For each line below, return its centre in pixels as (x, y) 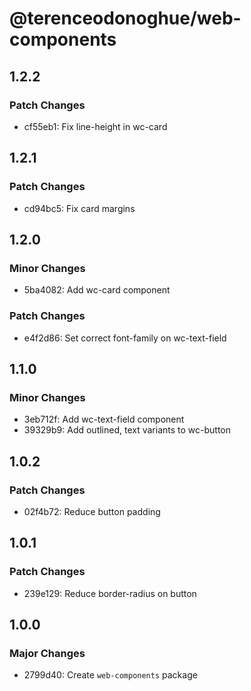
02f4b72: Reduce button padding (92, 511)
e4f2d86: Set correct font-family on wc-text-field (125, 338)
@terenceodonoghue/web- (125, 18)
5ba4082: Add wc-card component (97, 290)
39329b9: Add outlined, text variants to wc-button (127, 430)
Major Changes (47, 653)
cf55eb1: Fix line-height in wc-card (95, 126)
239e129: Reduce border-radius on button (110, 593)
